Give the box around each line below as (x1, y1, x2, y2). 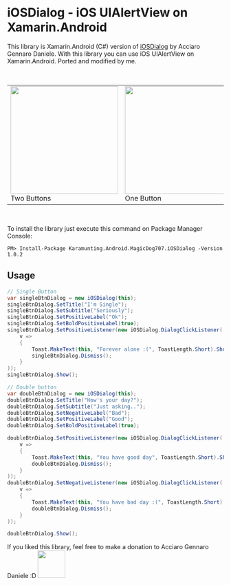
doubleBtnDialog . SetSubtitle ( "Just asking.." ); (7, 403, 146, 410)
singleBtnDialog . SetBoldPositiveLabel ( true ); (7, 320, 140, 327)
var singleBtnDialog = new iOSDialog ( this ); (7, 294, 137, 301)
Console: (7, 232, 33, 240)
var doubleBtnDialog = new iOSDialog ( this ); (7, 390, 137, 397)
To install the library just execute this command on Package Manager (7, 224, 203, 232)
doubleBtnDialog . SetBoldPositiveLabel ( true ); (7, 422, 140, 429)
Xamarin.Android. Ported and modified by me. (7, 57, 137, 65)
